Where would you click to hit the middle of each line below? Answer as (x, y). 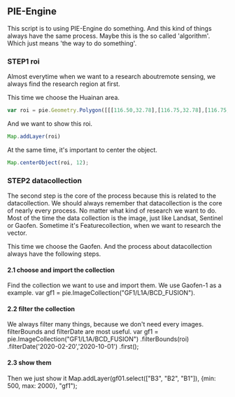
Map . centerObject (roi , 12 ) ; (48, 163)
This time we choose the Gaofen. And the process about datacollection (109, 247)
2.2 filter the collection (41, 309)
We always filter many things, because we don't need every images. (106, 324)
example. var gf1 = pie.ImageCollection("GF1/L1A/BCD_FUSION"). (101, 293)
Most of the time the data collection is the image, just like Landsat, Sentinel (115, 218)
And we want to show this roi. (50, 123)
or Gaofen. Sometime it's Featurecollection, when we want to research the (114, 226)
